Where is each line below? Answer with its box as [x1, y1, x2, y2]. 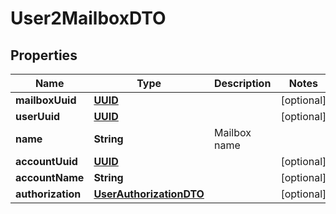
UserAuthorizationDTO [93, 187, 205, 201]
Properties [10, 47, 78, 64]
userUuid [15, 110, 61, 123]
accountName [15, 171, 85, 184]
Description [213, 77, 272, 90]
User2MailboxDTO [10, 7, 167, 30]
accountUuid [15, 155, 78, 168]
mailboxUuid [15, 93, 77, 107]
